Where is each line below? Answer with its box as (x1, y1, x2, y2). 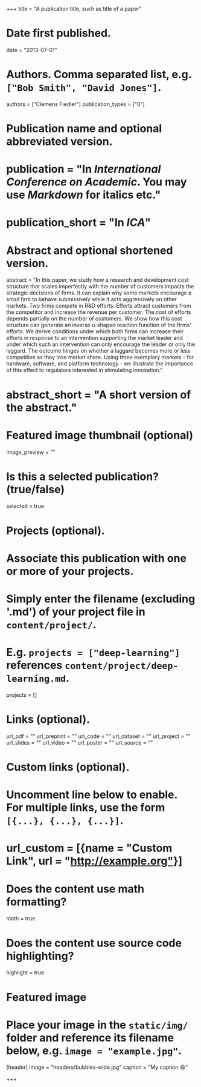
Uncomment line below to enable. (6, 788, 178, 802)
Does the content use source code (6, 936, 182, 950)
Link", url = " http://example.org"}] (6, 854, 183, 868)
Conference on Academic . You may (6, 175, 187, 189)
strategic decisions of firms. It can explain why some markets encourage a (6, 289, 192, 296)
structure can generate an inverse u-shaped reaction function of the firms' (6, 321, 192, 329)
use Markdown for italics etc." (6, 188, 161, 202)
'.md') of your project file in (6, 605, 146, 619)
